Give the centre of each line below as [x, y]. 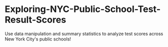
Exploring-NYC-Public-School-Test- [83, 9]
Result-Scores [35, 20]
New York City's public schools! [38, 39]
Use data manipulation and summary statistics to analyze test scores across [84, 33]
